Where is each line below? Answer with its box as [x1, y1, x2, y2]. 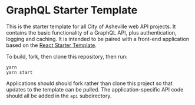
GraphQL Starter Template [6, 4, 138, 17]
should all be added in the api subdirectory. [6, 92, 112, 99]
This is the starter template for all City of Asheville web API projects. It [6, 23, 176, 30]
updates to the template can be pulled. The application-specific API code [6, 86, 184, 93]
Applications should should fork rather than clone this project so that [6, 80, 173, 87]
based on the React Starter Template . [6, 42, 97, 49]
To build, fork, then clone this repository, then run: [6, 53, 128, 60]
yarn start [6, 69, 33, 75]
